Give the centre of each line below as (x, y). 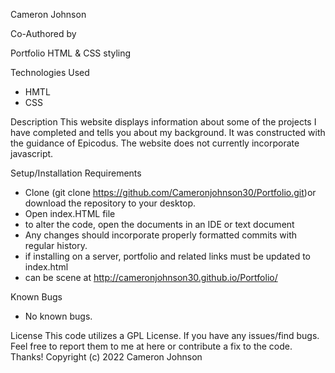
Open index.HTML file (70, 213)
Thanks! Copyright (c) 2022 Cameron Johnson (106, 357)
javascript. (32, 153)
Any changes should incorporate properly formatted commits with (160, 235)
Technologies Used (50, 72)
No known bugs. (58, 316)
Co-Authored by (43, 33)
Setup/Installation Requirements (76, 173)
